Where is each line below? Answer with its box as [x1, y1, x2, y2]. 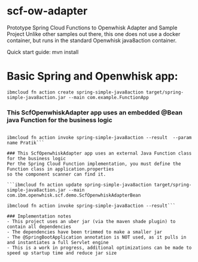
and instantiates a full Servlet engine [7, 240, 109, 246]
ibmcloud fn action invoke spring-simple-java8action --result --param [7, 135, 192, 141]
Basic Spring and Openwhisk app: [7, 70, 178, 83]
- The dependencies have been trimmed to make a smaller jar [7, 229, 163, 235]
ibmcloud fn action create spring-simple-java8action [7, 89, 144, 95]
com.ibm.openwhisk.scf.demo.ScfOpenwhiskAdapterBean [7, 192, 141, 198]
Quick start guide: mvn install [7, 48, 79, 55]
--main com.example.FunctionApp [68, 94, 149, 100]
